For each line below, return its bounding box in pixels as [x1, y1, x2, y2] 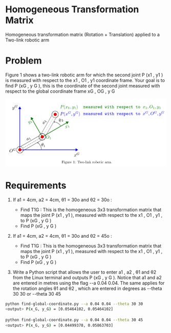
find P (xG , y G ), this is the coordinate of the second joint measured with [5, 82, 160, 89]
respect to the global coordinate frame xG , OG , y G [5, 88, 115, 94]
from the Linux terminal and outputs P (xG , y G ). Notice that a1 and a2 [12, 274, 162, 280]
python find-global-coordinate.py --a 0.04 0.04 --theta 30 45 [5, 318, 143, 323]
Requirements [5, 179, 67, 191]
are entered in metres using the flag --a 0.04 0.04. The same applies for [12, 280, 165, 286]
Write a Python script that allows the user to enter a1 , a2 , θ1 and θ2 [12, 269, 157, 275]
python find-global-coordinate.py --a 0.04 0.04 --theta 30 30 [5, 301, 143, 306]
